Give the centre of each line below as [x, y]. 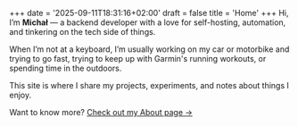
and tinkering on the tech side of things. [83, 32]
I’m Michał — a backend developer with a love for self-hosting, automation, [148, 22]
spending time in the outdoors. [66, 68]
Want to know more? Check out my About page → [101, 112]
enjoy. [21, 95]
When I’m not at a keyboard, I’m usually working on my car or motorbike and [149, 49]
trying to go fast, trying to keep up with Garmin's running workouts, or [138, 59]
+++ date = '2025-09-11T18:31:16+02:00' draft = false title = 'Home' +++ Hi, [149, 13]
